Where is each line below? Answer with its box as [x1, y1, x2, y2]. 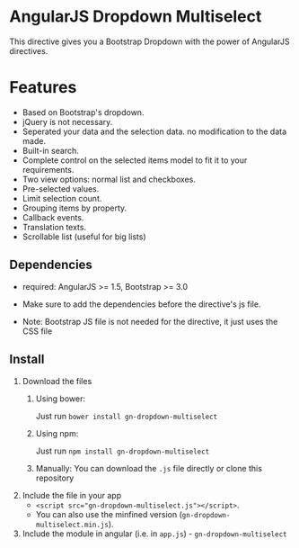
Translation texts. [22, 221, 87, 232]
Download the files [22, 375, 92, 386]
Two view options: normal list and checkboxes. [22, 174, 196, 184]
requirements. [22, 164, 75, 175]
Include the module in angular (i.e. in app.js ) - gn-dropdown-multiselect [22, 528, 287, 539]
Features [9, 77, 77, 98]
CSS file [22, 326, 53, 337]
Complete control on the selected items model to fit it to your [22, 155, 248, 166]
